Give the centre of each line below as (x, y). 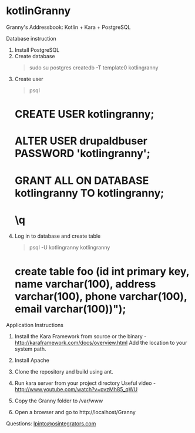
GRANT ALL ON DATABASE (82, 180)
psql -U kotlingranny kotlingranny (70, 248)
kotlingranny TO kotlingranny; (89, 193)
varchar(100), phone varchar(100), (101, 296)
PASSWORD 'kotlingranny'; (83, 154)
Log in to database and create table (58, 236)
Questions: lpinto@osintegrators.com (51, 424)
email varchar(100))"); (70, 309)
